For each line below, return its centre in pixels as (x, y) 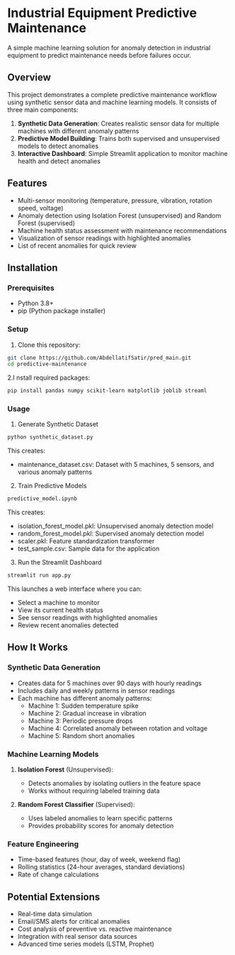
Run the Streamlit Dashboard (59, 563)
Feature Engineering (43, 844)
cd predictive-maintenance (47, 364)
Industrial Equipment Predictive (102, 13)
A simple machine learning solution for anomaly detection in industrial (109, 47)
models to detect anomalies (58, 146)
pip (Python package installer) (62, 311)
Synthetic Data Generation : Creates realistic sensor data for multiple (118, 123)
